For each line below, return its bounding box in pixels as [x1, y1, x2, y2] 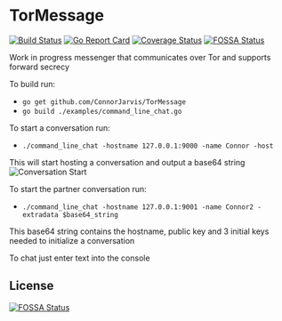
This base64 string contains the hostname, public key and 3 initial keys [9, 226, 270, 237]
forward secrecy [9, 61, 69, 72]
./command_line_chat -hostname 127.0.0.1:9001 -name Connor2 [21, 202, 254, 212]
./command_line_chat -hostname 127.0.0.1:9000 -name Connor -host [21, 141, 274, 150]
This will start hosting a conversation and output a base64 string [9, 156, 246, 167]
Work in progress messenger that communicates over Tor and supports [9, 52, 271, 62]
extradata [21, 210, 60, 219]
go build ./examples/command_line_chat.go [21, 107, 182, 116]
